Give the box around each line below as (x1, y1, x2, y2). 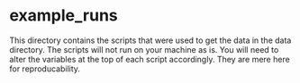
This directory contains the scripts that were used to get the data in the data (9, 35, 292, 46)
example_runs (9, 5, 119, 26)
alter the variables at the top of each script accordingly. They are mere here (9, 54, 290, 64)
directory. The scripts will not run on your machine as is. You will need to (9, 44, 279, 54)
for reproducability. (9, 63, 81, 74)
